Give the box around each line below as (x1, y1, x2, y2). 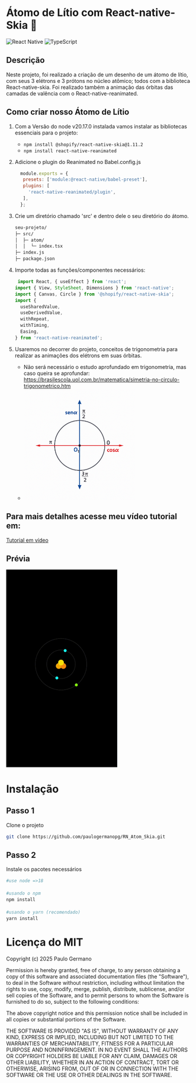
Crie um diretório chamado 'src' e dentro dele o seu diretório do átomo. (14, 212, 189, 219)
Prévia (6, 554, 31, 564)
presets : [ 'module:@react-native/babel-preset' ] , (23, 176, 148, 183)
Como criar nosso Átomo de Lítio (6, 107, 130, 117)
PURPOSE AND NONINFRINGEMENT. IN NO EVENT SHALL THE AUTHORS (6, 1046, 188, 1053)
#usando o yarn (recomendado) (6, 909, 81, 915)
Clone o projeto (6, 821, 44, 828)
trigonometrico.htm (23, 382, 71, 389)
